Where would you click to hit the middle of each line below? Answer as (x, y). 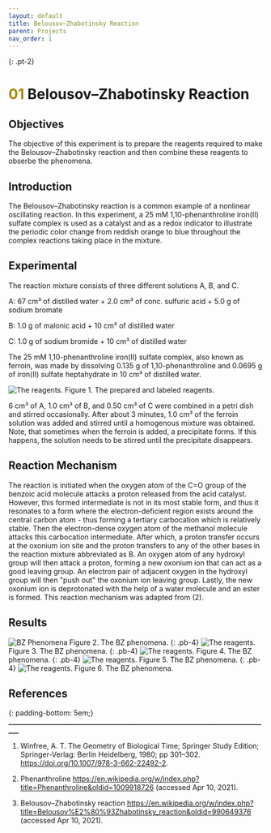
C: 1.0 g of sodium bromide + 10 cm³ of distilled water (98, 341)
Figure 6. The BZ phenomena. (124, 668)
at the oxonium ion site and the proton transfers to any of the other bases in (134, 545)
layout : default (36, 16)
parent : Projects (38, 31)
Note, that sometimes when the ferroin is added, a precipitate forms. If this (133, 432)
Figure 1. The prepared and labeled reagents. (140, 389)
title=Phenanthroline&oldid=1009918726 (87, 788)
